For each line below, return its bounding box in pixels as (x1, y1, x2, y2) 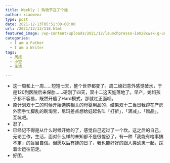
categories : (5, 36, 30, 41)
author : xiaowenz (5, 12, 42, 17)
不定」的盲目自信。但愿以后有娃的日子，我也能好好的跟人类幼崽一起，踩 (12, 140, 163, 146)
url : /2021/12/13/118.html (5, 26, 62, 31)
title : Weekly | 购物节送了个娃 (5, 7, 68, 13)
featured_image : (5, 31, 39, 36)
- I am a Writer (10, 45, 44, 50)
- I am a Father (10, 40, 44, 46)
